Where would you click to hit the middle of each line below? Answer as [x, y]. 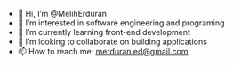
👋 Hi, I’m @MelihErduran [62, 14]
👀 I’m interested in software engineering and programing [121, 23]
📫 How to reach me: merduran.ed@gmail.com [103, 51]
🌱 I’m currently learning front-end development [104, 32]
